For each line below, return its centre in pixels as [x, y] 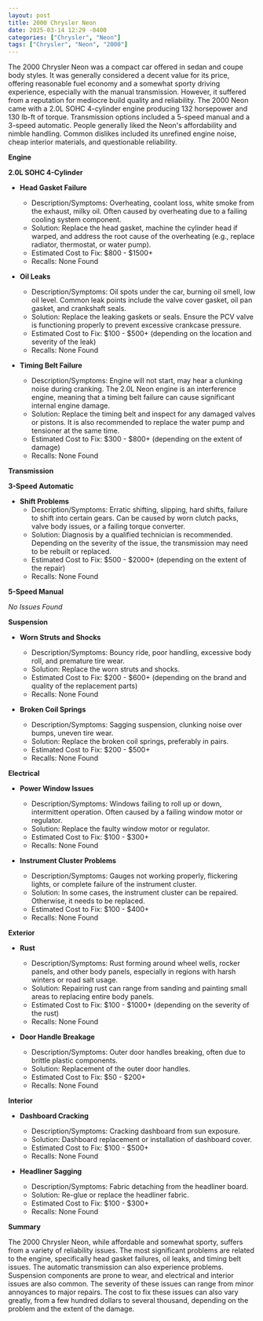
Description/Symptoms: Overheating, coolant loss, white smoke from [143, 203]
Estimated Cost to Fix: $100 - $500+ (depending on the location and [142, 334]
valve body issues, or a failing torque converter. [108, 526]
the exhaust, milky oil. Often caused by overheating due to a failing [139, 211]
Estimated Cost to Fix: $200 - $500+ [91, 750]
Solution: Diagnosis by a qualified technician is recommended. [132, 535]
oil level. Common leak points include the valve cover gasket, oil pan [142, 300]
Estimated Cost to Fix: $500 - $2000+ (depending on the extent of [139, 560]
